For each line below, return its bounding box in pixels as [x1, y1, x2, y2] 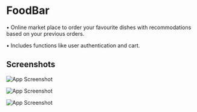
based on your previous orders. [6, 30, 85, 37]
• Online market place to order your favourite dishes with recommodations [6, 24, 192, 31]
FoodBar [6, 4, 50, 18]
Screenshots [6, 59, 56, 70]
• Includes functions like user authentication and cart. [6, 42, 140, 49]
